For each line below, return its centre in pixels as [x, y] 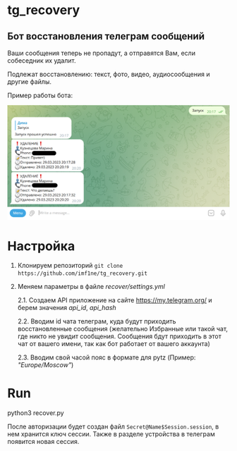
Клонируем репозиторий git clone [70, 266]
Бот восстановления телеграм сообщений [106, 36]
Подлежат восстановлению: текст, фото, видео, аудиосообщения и [109, 74]
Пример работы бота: [40, 95]
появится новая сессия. [43, 442]
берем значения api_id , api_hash [67, 308]
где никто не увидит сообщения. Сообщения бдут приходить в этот [120, 336]
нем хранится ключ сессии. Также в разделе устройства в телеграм [111, 434]
